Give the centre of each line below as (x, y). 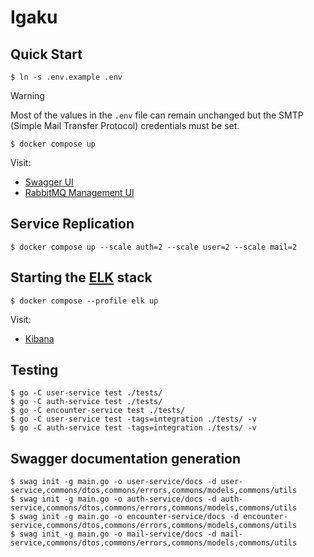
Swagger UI (49, 182)
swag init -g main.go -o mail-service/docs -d (118, 534)
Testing (34, 370)
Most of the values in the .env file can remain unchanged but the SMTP (157, 115)
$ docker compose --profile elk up (84, 301)
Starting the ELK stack (81, 277)
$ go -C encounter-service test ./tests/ (98, 411)
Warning (27, 95)
